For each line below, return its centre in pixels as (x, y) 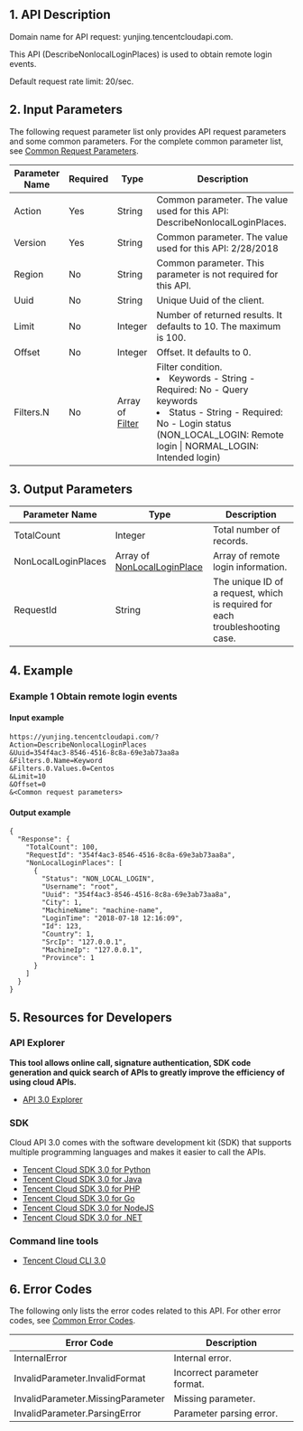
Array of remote (247, 556)
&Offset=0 (28, 784)
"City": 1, (62, 903)
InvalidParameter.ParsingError (78, 1414)
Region (29, 274)
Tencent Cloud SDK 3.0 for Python (87, 1170)
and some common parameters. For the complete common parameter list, (147, 141)
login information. (250, 567)
